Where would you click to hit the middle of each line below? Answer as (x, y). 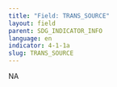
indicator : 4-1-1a (39, 46)
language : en (30, 38)
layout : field (32, 23)
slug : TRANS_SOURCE (41, 53)
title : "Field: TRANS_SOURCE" (59, 16)
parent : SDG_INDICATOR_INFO (56, 31)
